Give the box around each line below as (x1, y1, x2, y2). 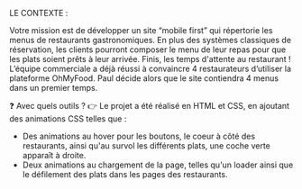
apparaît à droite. (22, 150, 87, 160)
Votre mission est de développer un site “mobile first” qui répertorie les (9, 25, 273, 35)
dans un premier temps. (9, 83, 98, 93)
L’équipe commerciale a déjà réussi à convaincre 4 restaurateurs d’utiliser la (9, 63, 291, 74)
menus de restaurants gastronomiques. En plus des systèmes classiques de (9, 35, 291, 45)
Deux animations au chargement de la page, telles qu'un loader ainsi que (22, 159, 294, 170)
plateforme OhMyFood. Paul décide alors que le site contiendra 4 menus (9, 73, 279, 84)
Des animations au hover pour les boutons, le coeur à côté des (22, 130, 255, 141)
